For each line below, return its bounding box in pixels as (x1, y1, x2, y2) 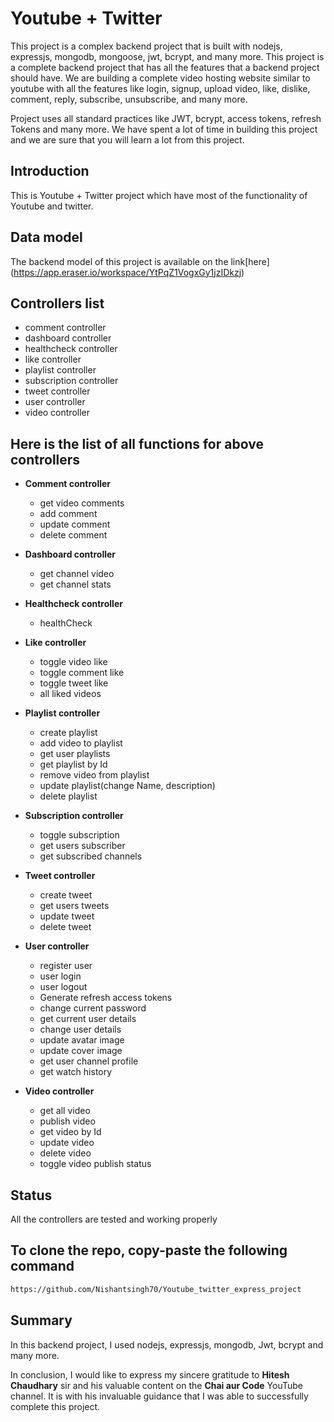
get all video (39, 1105, 91, 1117)
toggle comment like (39, 667, 125, 679)
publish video (39, 1115, 96, 1127)
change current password (39, 1002, 147, 1014)
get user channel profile (39, 1055, 139, 1067)
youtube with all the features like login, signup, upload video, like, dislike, (10, 82, 311, 94)
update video (39, 1137, 95, 1149)
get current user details (39, 1013, 137, 1025)
